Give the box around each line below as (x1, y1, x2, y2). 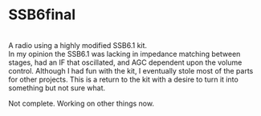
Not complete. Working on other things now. (8, 98, 155, 108)
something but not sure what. (8, 82, 106, 93)
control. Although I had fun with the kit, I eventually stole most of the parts (8, 66, 254, 75)
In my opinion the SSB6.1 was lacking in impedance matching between (8, 49, 241, 58)
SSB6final (8, 6, 76, 24)
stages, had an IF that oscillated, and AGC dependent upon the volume (8, 58, 243, 67)
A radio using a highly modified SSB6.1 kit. (8, 40, 147, 50)
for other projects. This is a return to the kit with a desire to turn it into (8, 74, 239, 84)
